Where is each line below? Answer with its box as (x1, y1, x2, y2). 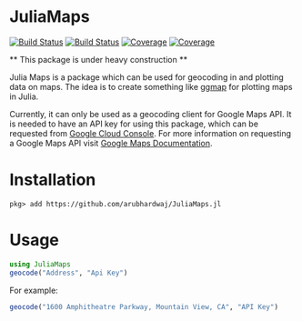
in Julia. (9, 91, 39, 102)
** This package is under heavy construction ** (9, 54, 188, 65)
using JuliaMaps (9, 259, 71, 269)
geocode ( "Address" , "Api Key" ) (9, 268, 128, 277)
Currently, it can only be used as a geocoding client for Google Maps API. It (9, 108, 292, 119)
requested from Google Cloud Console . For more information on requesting (9, 127, 292, 138)
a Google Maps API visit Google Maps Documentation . (9, 137, 213, 148)
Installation (9, 170, 96, 190)
